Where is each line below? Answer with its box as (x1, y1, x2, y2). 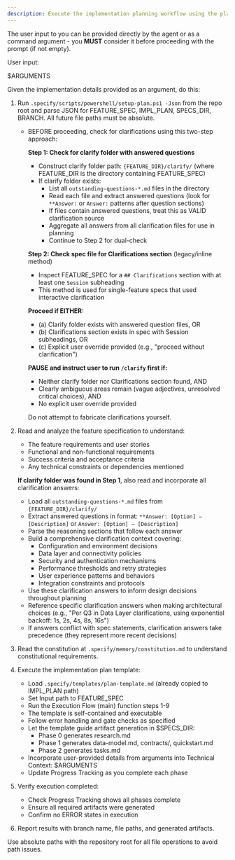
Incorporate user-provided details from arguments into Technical (27, 754, 215, 762)
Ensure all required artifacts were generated (27, 803, 155, 811)
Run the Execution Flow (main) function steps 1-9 (27, 701, 170, 709)
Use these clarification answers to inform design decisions (27, 586, 197, 595)
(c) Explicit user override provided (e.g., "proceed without (38, 342, 205, 351)
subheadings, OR (38, 335, 88, 343)
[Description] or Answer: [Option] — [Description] (27, 519, 179, 527)
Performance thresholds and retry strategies (38, 564, 166, 572)
